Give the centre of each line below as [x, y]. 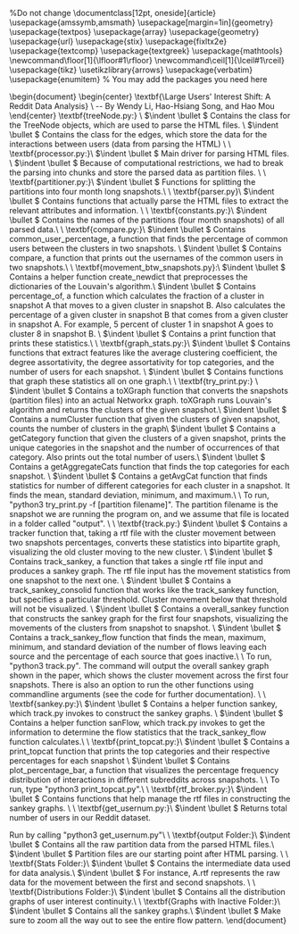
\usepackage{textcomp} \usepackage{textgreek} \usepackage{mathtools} [146, 51]
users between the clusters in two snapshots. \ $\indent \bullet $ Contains [145, 248]
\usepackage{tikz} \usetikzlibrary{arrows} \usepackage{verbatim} [131, 70]
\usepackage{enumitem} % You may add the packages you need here [138, 79]
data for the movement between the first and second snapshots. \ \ [133, 882]
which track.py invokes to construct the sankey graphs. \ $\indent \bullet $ [146, 713]
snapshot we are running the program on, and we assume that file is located [149, 514]
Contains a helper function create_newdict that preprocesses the [129, 277]
